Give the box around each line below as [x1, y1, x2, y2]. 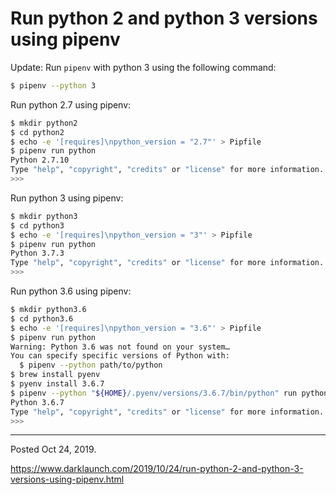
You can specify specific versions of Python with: [10, 351, 230, 361]
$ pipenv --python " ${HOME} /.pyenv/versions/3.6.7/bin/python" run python [10, 388, 329, 398]
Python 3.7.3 [10, 248, 65, 259]
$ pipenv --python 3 [10, 80, 97, 91]
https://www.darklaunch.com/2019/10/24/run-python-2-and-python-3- [10, 463, 304, 475]
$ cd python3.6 [10, 313, 74, 324]
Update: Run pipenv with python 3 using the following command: [10, 61, 277, 73]
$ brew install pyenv [10, 370, 101, 380]
